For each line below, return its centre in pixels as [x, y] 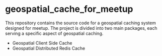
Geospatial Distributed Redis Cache [49, 48]
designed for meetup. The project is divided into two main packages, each [81, 28]
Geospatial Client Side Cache [42, 43]
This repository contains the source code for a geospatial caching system [81, 23]
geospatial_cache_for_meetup [69, 9]
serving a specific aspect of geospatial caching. [54, 33]
